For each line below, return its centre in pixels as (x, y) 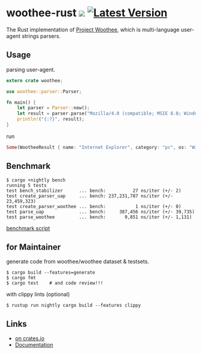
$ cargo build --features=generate (51, 273)
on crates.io (30, 338)
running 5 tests (26, 185)
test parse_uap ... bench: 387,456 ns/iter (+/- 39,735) (101, 212)
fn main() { (21, 103)
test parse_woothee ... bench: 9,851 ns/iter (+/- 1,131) (99, 217)
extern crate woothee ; (35, 81)
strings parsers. (41, 36)
